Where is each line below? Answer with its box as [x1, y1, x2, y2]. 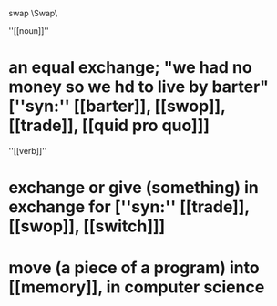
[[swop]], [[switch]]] [8, 216, 166, 237]
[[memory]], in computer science [8, 277, 265, 298]
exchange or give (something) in [8, 178, 259, 199]
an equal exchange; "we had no [8, 57, 252, 78]
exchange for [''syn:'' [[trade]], [8, 197, 250, 218]
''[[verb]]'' [8, 145, 47, 156]
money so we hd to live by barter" [8, 76, 270, 97]
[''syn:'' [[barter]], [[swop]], [8, 96, 226, 117]
